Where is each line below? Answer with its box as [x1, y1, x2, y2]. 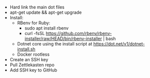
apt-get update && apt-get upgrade [9, 9, 82, 15]
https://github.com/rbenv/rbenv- [46, 31, 112, 36]
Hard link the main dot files [9, 4, 65, 10]
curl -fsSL [24, 31, 45, 36]
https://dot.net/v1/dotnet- [93, 41, 145, 46]
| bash [103, 36, 116, 41]
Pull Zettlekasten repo [9, 62, 55, 68]
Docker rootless [17, 51, 50, 57]
